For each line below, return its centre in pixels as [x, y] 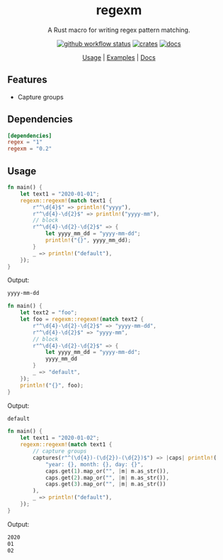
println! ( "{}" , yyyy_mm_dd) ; [88, 240]
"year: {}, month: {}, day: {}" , [94, 464]
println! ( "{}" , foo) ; [52, 385]
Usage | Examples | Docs [119, 57]
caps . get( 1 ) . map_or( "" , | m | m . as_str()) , [107, 471]
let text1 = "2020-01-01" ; [60, 194]
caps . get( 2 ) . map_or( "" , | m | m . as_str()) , [107, 478]
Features [27, 80]
